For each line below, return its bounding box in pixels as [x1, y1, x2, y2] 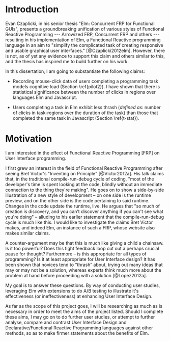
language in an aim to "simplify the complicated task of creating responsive [5, 42, 164, 48]
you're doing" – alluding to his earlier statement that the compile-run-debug [5, 214, 164, 220]
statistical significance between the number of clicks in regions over [12, 89, 156, 95]
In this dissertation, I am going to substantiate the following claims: [5, 68, 145, 74]
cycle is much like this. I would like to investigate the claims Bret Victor [5, 219, 153, 225]
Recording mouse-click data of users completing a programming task [12, 78, 159, 84]
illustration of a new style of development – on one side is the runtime [5, 192, 151, 198]
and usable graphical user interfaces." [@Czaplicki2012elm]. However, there [5, 47, 165, 54]
